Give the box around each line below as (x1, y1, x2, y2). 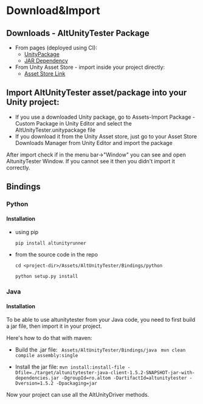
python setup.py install (15, 274, 78, 280)
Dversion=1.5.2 (15, 380, 54, 387)
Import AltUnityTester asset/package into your (6, 88, 187, 98)
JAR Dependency (24, 57, 68, 64)
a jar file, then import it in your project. (6, 322, 102, 330)
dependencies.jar (15, 375, 60, 381)
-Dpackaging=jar (56, 380, 97, 387)
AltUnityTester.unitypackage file (15, 126, 96, 133)
